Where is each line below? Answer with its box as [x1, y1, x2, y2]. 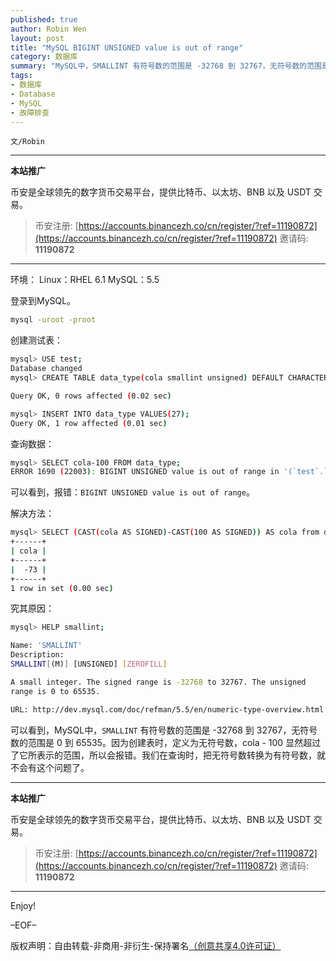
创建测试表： [10, 334, 63, 346]
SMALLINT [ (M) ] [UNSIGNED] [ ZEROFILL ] [10, 659, 168, 669]
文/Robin [10, 137, 45, 147]
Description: [10, 650, 65, 660]
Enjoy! [10, 899, 37, 911]
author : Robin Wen [10, 24, 87, 34]
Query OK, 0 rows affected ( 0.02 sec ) [10, 391, 172, 401]
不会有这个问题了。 [10, 761, 90, 773]
